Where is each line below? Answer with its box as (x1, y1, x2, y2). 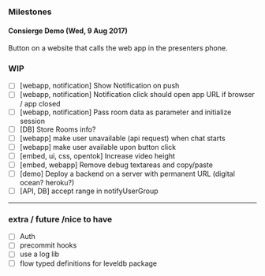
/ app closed (19, 99, 61, 108)
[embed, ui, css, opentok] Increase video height (19, 151, 176, 160)
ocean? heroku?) (19, 177, 75, 187)
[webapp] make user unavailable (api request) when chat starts (19, 133, 226, 143)
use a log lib (19, 249, 60, 259)
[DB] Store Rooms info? (19, 125, 96, 134)
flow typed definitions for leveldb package (19, 259, 158, 268)
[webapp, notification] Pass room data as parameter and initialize (19, 107, 232, 117)
